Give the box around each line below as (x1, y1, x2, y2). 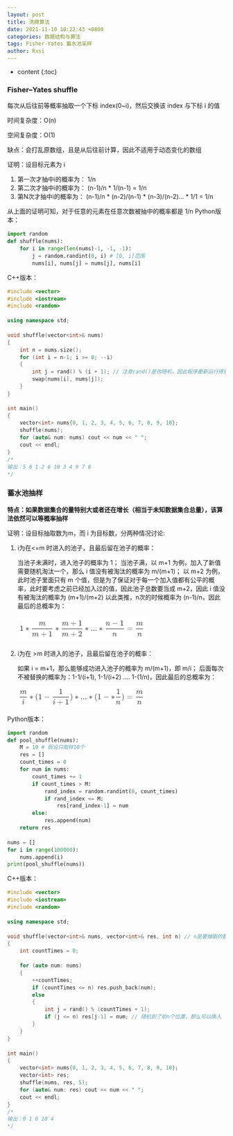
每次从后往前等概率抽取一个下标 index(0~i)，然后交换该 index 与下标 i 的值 (7, 101, 221, 110)
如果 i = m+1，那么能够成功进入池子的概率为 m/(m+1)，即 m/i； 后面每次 (17, 664, 224, 672)
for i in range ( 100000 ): (7, 846, 79, 853)
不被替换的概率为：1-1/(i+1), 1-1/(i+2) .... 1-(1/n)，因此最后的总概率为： (17, 672, 217, 681)
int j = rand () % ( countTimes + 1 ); (44, 1006, 150, 1013)
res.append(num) (44, 817, 92, 824)
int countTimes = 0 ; (19, 947, 79, 954)
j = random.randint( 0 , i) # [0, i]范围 (32, 252, 146, 259)
